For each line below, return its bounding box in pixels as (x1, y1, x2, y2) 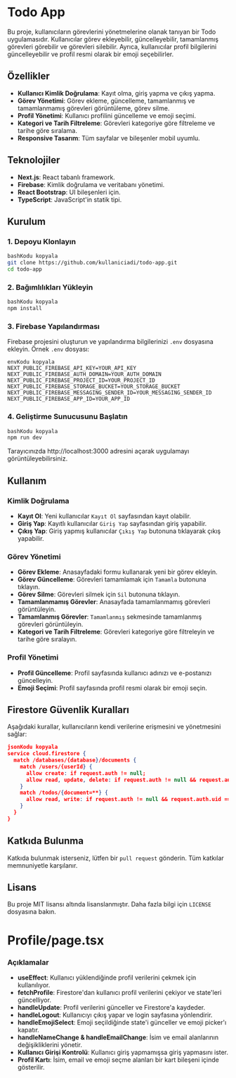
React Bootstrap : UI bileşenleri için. (17, 188, 121, 196)
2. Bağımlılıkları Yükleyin (7, 282, 93, 292)
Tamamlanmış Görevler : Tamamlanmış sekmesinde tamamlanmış (17, 612, 202, 621)
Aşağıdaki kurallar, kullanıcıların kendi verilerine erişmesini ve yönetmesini (7, 722, 221, 731)
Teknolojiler (7, 154, 60, 166)
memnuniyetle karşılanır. (7, 861, 78, 869)
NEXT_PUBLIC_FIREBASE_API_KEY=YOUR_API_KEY (7, 365, 137, 372)
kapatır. (17, 1025, 40, 1034)
